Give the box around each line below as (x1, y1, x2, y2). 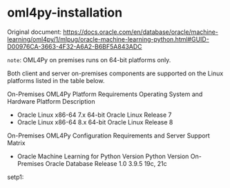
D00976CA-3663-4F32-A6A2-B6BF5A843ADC (7, 42, 143, 50)
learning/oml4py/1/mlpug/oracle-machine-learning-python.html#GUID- (7, 35, 209, 43)
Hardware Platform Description (7, 97, 95, 105)
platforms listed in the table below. (7, 76, 105, 84)
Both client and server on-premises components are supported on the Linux (7, 69, 224, 77)
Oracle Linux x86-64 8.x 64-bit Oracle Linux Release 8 (17, 117, 173, 126)
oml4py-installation (7, 5, 123, 21)
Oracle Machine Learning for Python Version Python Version (17, 152, 189, 160)
